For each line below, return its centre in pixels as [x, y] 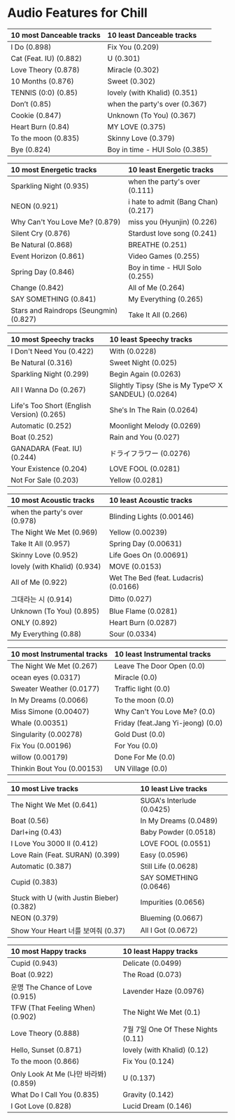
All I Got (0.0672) [169, 930]
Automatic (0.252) [41, 426]
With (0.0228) [133, 351]
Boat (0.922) [32, 974]
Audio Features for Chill [78, 13]
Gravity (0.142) [148, 1094]
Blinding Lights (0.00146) [151, 516]
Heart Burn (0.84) [40, 126]
